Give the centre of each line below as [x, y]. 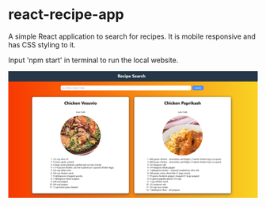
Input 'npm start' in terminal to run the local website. [93, 60]
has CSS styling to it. [42, 44]
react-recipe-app [66, 15]
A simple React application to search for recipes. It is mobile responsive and [132, 36]
